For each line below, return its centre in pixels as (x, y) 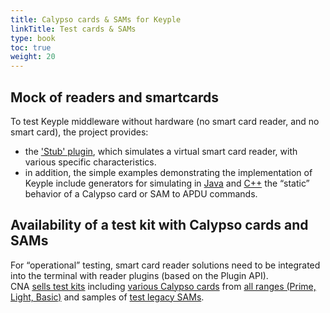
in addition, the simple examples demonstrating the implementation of (168, 172)
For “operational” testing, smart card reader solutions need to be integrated (165, 265)
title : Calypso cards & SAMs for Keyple (96, 19)
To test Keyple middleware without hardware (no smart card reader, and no (165, 121)
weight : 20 (33, 57)
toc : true (31, 47)
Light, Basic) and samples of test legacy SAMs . (107, 297)
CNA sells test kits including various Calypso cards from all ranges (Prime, (163, 286)
